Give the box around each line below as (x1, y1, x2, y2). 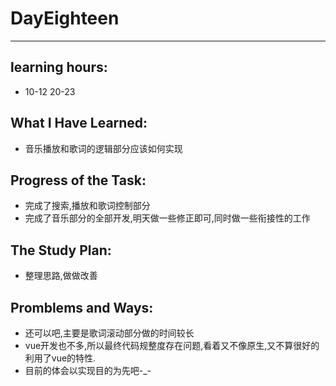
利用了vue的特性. (24, 352, 97, 364)
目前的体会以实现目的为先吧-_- (24, 365, 152, 376)
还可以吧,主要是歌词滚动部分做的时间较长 (24, 327, 195, 339)
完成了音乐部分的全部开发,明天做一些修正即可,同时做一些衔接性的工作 (24, 212, 311, 224)
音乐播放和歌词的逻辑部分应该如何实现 (24, 142, 183, 154)
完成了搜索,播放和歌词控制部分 (24, 200, 151, 212)
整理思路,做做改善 (24, 270, 98, 282)
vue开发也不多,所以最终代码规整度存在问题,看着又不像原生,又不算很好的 (24, 340, 320, 351)
